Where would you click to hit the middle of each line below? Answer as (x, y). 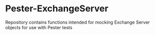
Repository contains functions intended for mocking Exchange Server (77, 22)
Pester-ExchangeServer (57, 9)
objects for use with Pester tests (39, 27)
